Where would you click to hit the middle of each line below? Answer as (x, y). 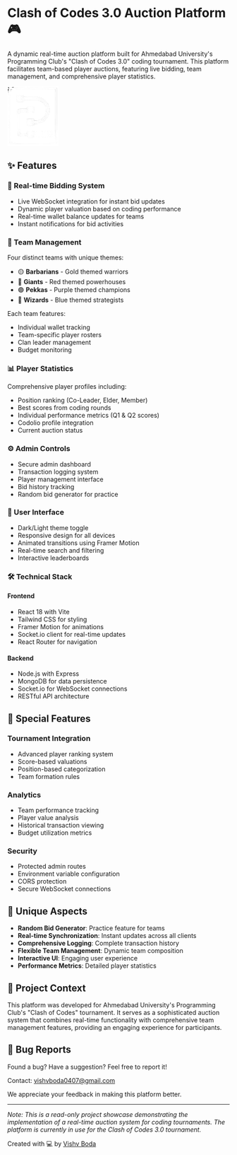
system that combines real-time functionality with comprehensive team (111, 1020)
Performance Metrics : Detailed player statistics (87, 966)
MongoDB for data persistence (62, 681)
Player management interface (60, 479)
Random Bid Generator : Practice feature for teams (91, 928)
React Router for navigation (57, 642)
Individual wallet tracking (54, 327)
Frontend (21, 596)
